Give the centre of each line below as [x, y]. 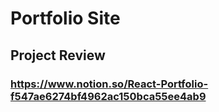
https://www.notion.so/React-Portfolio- [109, 84]
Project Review [58, 55]
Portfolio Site [65, 18]
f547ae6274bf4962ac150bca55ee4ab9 [108, 96]
